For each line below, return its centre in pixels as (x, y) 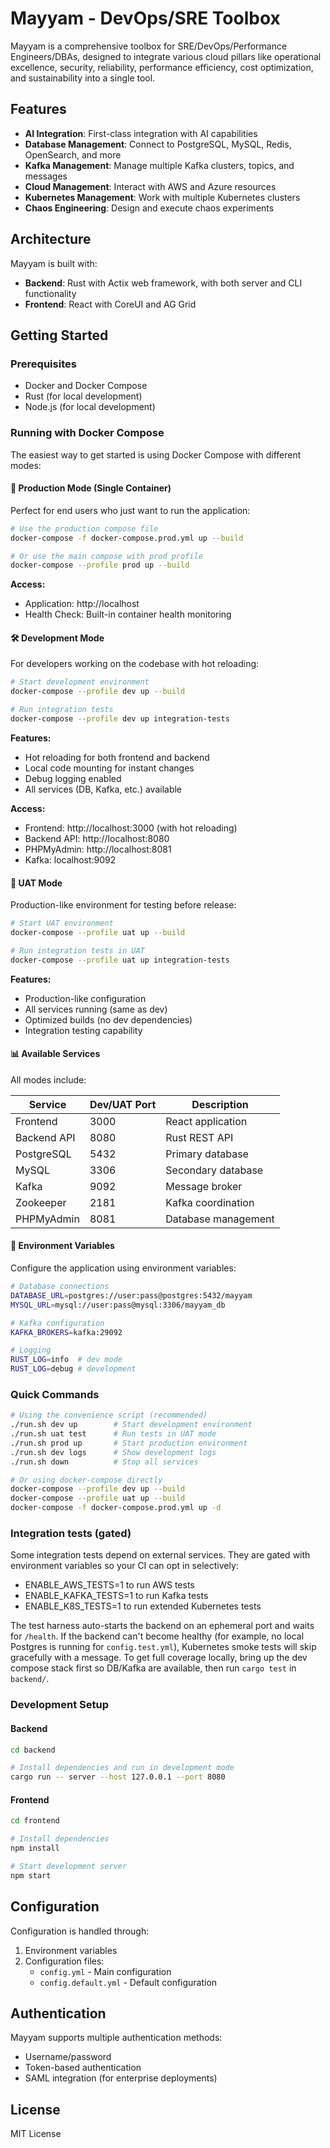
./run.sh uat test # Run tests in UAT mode (113, 1434)
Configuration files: (64, 1961)
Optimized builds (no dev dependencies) (108, 1019)
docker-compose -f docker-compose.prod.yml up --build (127, 538)
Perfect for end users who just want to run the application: (130, 510)
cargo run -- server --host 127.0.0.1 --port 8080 (118, 1777)
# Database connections (60, 1287)
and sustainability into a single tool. (83, 78)
